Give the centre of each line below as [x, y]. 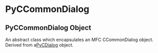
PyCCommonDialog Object [48, 28]
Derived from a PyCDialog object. [39, 45]
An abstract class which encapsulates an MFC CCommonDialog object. [80, 39]
